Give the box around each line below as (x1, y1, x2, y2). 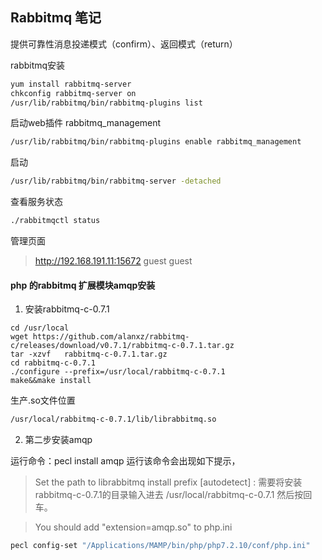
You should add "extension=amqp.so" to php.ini (34, 521, 233, 533)
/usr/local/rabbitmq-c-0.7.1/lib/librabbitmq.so (10, 414, 217, 425)
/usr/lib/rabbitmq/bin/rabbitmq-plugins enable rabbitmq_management (10, 137, 302, 147)
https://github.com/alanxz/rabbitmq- (32, 332, 190, 342)
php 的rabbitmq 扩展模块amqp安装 (10, 279, 156, 291)
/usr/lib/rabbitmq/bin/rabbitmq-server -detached (10, 176, 222, 187)
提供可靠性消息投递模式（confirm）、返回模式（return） (10, 38, 238, 50)
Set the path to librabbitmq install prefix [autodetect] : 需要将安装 (34, 476, 303, 488)
